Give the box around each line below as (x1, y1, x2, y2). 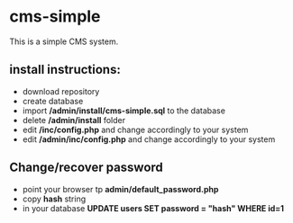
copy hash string (22, 193, 87, 204)
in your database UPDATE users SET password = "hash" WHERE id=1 (22, 202, 285, 213)
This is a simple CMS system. (9, 36, 119, 47)
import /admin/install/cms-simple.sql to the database (22, 105, 225, 116)
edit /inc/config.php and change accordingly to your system (22, 124, 249, 135)
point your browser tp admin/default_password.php (22, 183, 219, 194)
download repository (22, 85, 100, 96)
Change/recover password (9, 160, 164, 175)
